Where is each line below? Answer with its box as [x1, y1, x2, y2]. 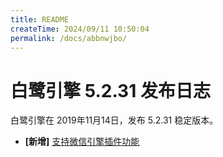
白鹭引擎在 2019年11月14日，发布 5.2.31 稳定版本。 [10, 114, 219, 126]
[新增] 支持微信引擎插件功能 [24, 136, 140, 148]
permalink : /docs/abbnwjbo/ [10, 33, 128, 43]
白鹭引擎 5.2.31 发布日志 [10, 79, 211, 102]
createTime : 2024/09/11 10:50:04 [10, 24, 150, 34]
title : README [10, 14, 70, 25]
